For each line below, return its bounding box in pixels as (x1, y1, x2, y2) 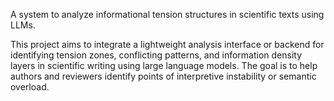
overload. (10, 81, 50, 93)
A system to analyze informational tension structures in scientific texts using (10, 9, 325, 20)
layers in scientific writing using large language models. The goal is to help (10, 60, 318, 71)
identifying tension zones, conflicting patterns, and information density (10, 49, 303, 61)
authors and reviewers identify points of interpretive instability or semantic (10, 70, 317, 82)
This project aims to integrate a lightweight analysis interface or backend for (10, 39, 325, 50)
